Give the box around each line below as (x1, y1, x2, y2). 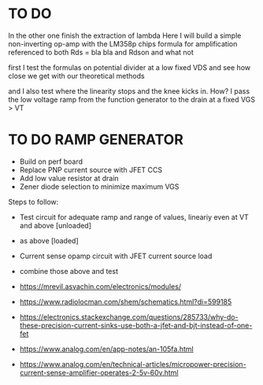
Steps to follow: (8, 197, 59, 206)
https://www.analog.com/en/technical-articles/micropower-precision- (19, 359, 246, 368)
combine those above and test (19, 266, 118, 276)
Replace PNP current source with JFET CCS (19, 165, 163, 174)
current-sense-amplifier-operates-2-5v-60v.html (19, 368, 179, 377)
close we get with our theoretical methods (8, 71, 145, 80)
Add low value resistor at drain (19, 173, 120, 183)
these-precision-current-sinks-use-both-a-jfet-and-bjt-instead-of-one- (19, 320, 253, 330)
